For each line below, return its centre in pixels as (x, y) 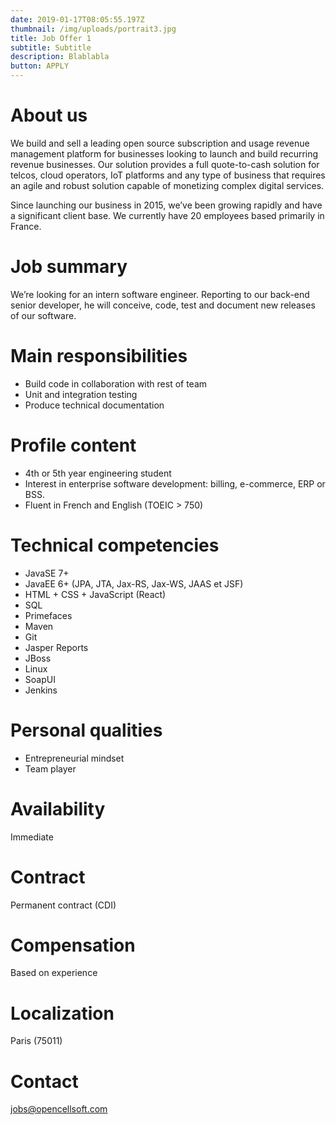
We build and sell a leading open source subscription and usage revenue (160, 143)
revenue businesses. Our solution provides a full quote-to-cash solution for (165, 164)
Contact (44, 1081)
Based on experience (54, 973)
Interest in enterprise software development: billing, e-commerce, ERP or (175, 483)
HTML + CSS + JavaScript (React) (95, 594)
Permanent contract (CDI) (63, 905)
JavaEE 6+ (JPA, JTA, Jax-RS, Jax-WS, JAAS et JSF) (134, 583)
